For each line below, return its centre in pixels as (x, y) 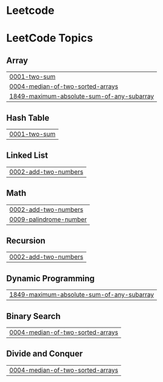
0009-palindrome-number (48, 219)
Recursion (26, 241)
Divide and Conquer (45, 354)
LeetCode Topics (50, 38)
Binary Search (34, 316)
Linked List (27, 156)
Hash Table (28, 118)
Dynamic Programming (50, 278)
